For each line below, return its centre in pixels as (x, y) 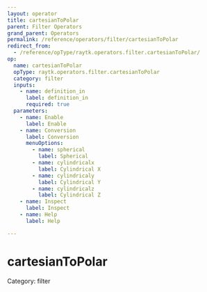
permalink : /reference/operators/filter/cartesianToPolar (93, 40)
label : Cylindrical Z (69, 195)
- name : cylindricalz (64, 189)
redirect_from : (29, 46)
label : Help (43, 221)
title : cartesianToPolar (43, 20)
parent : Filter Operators (44, 26)
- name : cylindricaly (64, 176)
